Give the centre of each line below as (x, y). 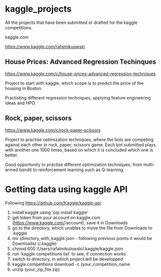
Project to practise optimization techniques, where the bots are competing (80, 139)
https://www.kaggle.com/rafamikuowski (45, 46)
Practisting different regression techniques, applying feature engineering (78, 98)
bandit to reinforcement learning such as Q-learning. (72, 170)
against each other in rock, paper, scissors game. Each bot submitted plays (80, 144)
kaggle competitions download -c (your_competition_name (71, 264)
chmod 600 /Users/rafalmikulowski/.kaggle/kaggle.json (68, 248)
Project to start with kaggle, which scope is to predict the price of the (74, 83)
